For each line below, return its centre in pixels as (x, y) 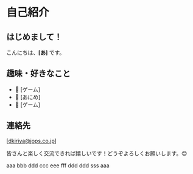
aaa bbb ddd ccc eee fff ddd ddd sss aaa (58, 165)
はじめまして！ (34, 37)
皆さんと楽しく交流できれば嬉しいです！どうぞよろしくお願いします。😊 (97, 153)
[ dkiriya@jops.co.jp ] (31, 141)
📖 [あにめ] (28, 97)
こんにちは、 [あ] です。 (36, 53)
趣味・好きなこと (38, 74)
